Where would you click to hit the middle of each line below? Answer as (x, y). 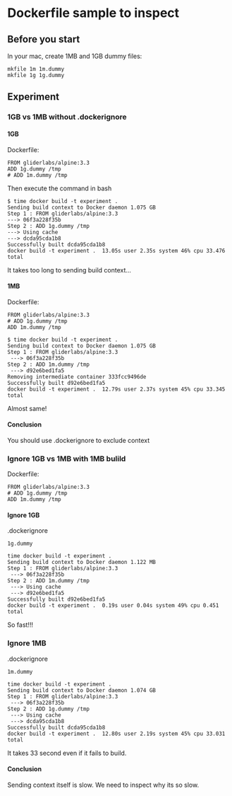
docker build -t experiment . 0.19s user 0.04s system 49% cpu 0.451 (113, 606)
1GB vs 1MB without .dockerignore (67, 117)
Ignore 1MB (27, 643)
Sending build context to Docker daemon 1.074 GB (82, 690)
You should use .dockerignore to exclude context (79, 440)
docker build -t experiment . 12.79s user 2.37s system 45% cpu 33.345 (116, 389)
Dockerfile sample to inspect (93, 13)
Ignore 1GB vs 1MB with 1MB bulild (67, 458)
